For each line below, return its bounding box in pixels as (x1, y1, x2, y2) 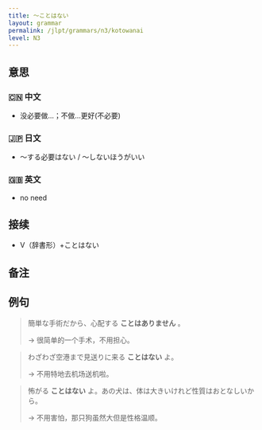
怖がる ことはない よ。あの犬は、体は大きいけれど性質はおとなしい (27, 385, 248, 395)
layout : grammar (8, 19, 62, 27)
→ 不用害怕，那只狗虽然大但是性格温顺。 (27, 412, 163, 422)
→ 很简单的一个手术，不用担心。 (27, 335, 135, 345)
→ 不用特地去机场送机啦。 (27, 369, 114, 378)
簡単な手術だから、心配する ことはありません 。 (27, 318, 185, 327)
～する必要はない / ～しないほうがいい (19, 152, 145, 162)
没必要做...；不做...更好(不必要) (19, 111, 121, 120)
